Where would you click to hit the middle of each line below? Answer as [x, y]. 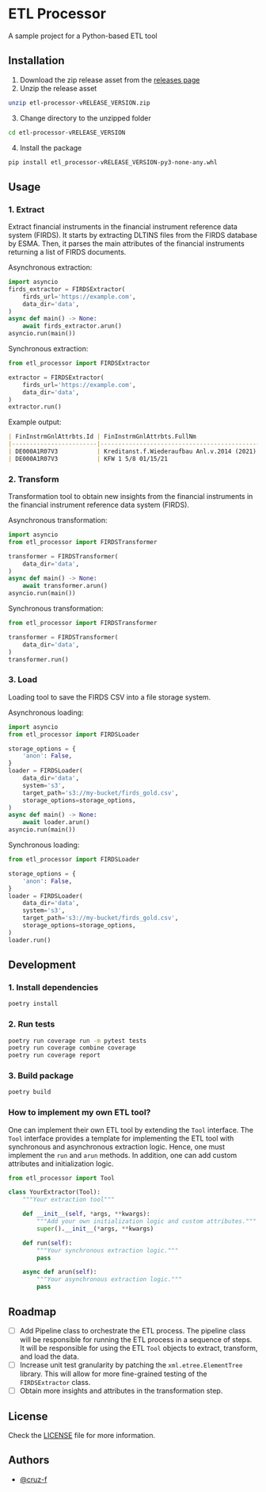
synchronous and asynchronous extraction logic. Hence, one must [117, 1146]
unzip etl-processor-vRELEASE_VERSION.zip [79, 103]
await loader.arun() [56, 823]
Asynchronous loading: [46, 712]
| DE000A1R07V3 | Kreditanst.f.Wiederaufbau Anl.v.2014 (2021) [133, 452]
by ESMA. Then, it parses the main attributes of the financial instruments [127, 244]
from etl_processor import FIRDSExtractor [79, 363]
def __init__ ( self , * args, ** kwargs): [86, 1214]
